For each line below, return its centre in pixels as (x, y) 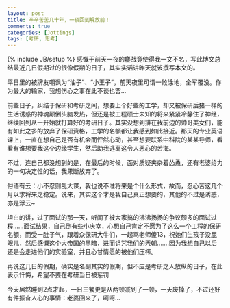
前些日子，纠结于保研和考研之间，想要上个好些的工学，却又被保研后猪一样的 (115, 105)
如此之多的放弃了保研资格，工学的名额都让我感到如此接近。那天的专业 (112, 131)
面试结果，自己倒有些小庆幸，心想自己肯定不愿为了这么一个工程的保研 (123, 226)
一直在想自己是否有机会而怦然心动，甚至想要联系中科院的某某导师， (121, 140)
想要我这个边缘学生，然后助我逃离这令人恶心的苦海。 (100, 149)
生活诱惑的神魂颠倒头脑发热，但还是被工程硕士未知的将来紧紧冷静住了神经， (115, 114)
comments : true (29, 26)
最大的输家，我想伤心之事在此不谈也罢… (69, 91)
